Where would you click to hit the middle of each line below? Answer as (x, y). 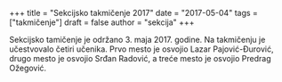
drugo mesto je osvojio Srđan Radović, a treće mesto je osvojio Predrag (140, 58)
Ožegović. (28, 68)
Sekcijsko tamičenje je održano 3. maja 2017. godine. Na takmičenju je (137, 40)
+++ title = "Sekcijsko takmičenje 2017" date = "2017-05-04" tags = (133, 13)
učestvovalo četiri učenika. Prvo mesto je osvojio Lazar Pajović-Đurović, (141, 49)
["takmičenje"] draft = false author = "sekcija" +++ (102, 22)
